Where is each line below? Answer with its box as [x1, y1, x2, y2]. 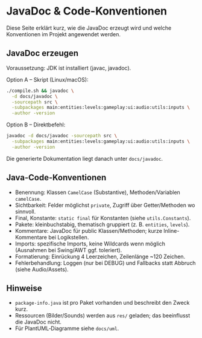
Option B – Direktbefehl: [6, 121, 66, 128]
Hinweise [6, 283, 42, 293]
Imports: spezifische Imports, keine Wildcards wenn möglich [14, 240, 166, 247]
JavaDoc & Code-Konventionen [6, 4, 168, 18]
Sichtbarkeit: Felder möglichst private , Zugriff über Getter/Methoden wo [14, 201, 195, 209]
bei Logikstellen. [48, 233, 89, 241]
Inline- [163, 227, 180, 234]
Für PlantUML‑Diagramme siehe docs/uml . [14, 325, 119, 332]
